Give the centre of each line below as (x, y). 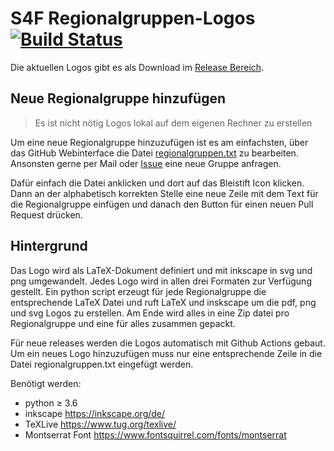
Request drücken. (46, 214)
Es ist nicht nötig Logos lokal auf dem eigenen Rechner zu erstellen (173, 123)
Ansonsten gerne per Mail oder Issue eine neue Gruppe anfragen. (146, 163)
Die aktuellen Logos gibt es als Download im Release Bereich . (137, 67)
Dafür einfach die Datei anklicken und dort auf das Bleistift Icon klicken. (157, 183)
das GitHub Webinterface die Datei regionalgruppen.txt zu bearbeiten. (154, 153)
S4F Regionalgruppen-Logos (133, 18)
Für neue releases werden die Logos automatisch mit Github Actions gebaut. (168, 343)
